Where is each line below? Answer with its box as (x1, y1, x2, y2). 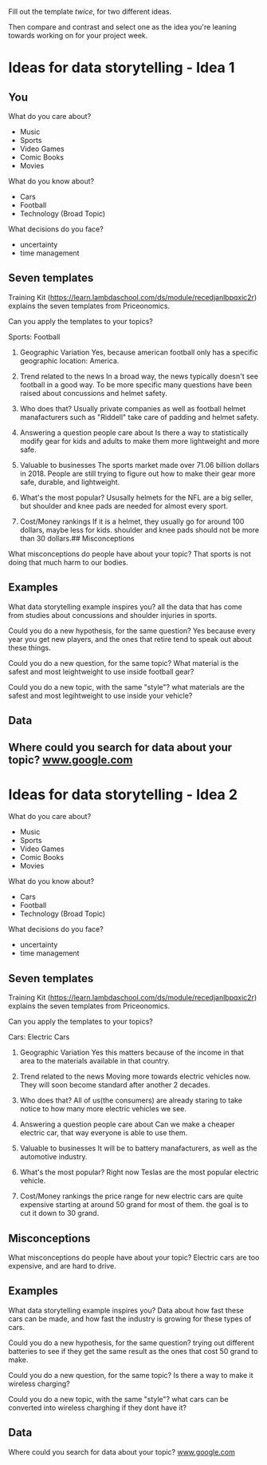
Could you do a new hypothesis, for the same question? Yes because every (8, 626, 256, 635)
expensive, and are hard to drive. (8, 1261, 117, 1270)
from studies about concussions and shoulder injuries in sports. (8, 610, 218, 620)
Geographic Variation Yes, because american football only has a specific (19, 347, 259, 357)
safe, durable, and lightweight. (19, 477, 120, 486)
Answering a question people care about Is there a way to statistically (19, 427, 249, 438)
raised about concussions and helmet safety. (19, 388, 167, 398)
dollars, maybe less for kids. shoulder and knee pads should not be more (19, 525, 260, 534)
